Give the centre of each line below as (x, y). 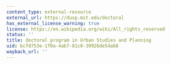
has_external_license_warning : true (53, 23)
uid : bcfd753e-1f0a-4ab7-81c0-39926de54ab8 (63, 46)
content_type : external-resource (49, 12)
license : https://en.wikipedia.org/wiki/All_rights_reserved (86, 29)
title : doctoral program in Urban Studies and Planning (79, 40)
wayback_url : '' (27, 52)
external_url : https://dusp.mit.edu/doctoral (65, 18)
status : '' (20, 35)
